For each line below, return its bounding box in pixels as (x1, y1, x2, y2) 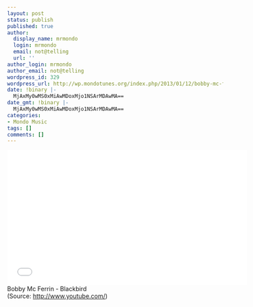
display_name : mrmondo (13, 36, 78, 42)
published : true (7, 23, 53, 29)
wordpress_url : (7, 80, 51, 87)
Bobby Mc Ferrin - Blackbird (7, 285, 87, 293)
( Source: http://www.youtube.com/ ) (7, 292, 108, 300)
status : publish (7, 16, 53, 23)
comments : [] (7, 131, 45, 138)
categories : (7, 112, 41, 119)
